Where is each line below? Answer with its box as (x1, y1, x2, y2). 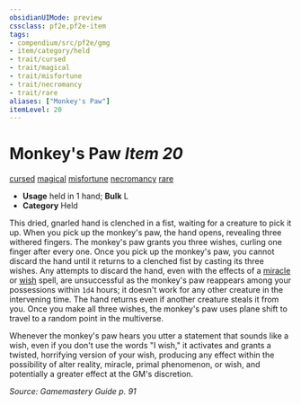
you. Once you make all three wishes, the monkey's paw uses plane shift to (9, 304, 288, 314)
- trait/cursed (9, 55, 66, 64)
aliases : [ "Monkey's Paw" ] (9, 96, 111, 106)
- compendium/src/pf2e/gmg (9, 38, 111, 48)
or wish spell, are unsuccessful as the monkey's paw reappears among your (9, 275, 292, 286)
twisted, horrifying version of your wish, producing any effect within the (9, 349, 275, 360)
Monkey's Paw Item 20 (9, 144, 183, 164)
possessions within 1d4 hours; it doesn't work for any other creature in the (9, 285, 284, 295)
